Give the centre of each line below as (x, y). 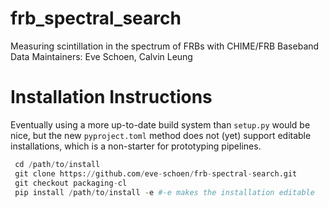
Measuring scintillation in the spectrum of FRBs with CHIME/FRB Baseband (165, 46)
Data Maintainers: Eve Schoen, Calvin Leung (101, 56)
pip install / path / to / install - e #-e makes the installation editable (164, 192)
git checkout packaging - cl (71, 183)
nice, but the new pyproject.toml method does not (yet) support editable (161, 135)
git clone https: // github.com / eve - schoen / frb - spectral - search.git (156, 173)
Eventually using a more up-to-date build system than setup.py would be (160, 124)
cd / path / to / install (57, 164)
